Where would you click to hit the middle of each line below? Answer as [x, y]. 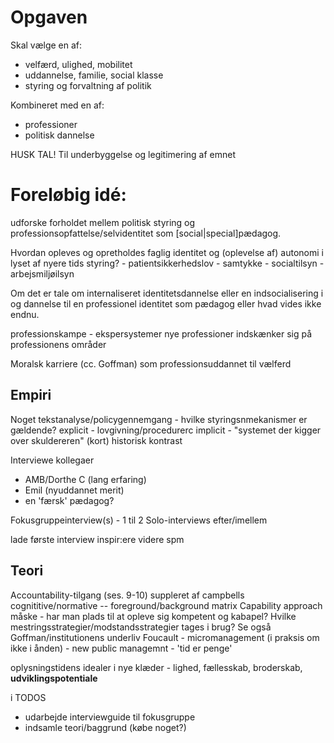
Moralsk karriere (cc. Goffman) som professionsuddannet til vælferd [151, 363]
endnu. [25, 314]
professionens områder [58, 344]
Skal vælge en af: [46, 45]
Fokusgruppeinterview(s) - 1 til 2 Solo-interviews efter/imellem [139, 520]
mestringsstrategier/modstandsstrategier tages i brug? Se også [141, 627]
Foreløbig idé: [68, 195]
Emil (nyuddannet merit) [74, 490]
